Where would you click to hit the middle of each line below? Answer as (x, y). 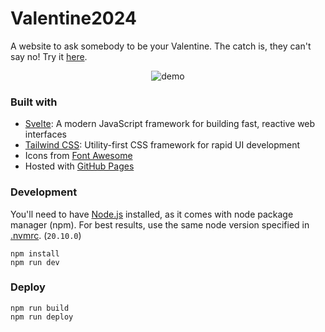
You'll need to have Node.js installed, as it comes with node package (152, 214)
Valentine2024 (73, 18)
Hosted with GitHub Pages (79, 166)
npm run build (40, 308)
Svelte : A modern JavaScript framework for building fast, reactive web (170, 124)
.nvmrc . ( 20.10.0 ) (46, 235)
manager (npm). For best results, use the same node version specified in (160, 224)
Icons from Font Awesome (78, 156)
